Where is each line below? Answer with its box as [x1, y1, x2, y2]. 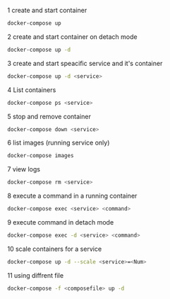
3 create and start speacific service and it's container [7, 59, 163, 67]
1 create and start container [7, 6, 87, 14]
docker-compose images [7, 152, 74, 159]
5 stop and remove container [7, 112, 92, 120]
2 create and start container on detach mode [7, 32, 138, 41]
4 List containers [7, 85, 56, 94]
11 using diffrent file [7, 271, 64, 279]
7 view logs [7, 165, 41, 174]
